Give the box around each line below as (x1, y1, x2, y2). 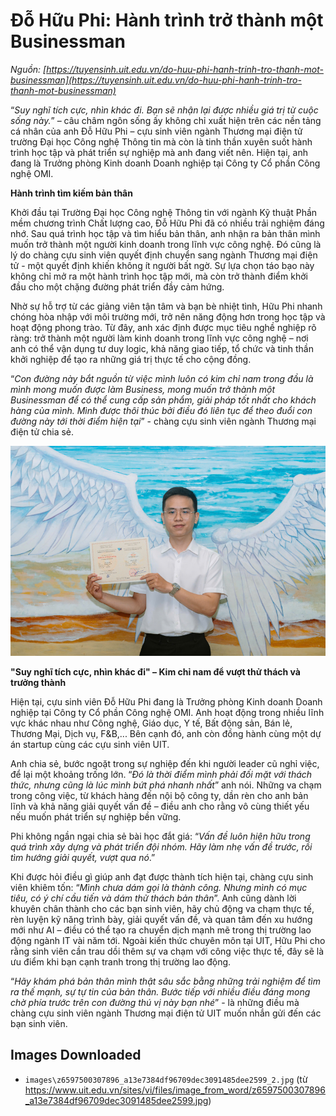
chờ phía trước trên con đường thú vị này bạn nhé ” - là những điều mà (10, 996, 300, 1008)
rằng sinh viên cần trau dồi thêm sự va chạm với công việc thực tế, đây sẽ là (10, 945, 325, 957)
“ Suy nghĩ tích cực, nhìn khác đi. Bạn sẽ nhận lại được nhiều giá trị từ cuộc (10, 104, 319, 116)
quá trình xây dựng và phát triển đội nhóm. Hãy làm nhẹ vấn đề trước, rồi (10, 840, 313, 853)
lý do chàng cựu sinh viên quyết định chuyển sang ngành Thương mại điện (10, 249, 318, 261)
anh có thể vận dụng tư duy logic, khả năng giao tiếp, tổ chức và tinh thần (10, 342, 314, 354)
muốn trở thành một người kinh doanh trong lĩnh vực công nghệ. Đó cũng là (10, 238, 322, 250)
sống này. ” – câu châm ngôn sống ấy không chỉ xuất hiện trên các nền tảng (10, 114, 322, 126)
